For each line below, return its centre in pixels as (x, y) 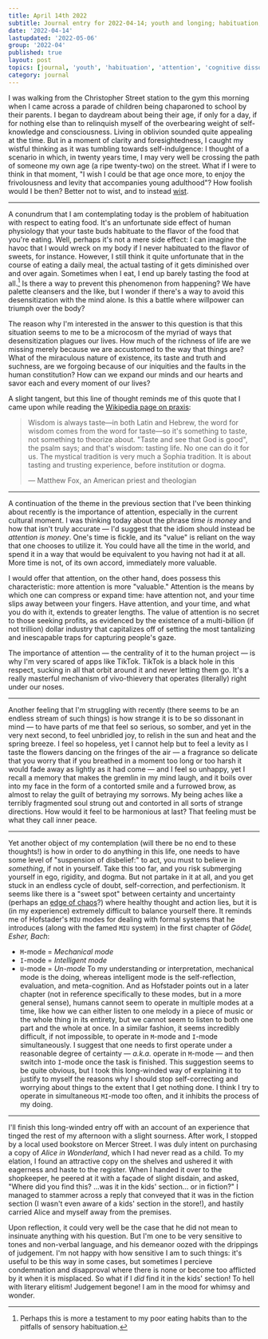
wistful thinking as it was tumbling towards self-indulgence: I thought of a (129, 148)
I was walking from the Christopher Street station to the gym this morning (129, 97)
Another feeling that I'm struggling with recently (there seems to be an (124, 710)
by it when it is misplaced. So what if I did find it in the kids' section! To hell (132, 1278)
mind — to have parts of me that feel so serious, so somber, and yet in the (130, 727)
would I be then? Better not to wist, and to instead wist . (99, 191)
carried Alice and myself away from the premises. (90, 1212)
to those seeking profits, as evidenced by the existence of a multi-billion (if (131, 621)
